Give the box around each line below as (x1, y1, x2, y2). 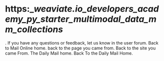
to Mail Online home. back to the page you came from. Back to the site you (5, 45, 156, 51)
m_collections (5, 24, 63, 35)
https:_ (5, 3, 34, 15)
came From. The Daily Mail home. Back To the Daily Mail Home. (5, 50, 133, 56)
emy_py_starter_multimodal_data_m (5, 14, 157, 25)
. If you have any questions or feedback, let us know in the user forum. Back (5, 40, 159, 46)
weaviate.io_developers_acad (33, 3, 159, 15)
